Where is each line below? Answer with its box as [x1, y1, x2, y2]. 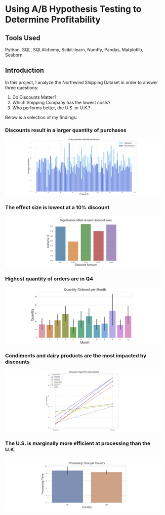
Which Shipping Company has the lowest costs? [12, 99, 111, 105]
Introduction [5, 66, 44, 75]
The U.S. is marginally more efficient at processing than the [5, 440, 151, 447]
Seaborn [5, 52, 23, 58]
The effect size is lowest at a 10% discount [5, 204, 110, 211]
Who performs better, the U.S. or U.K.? [12, 105, 90, 111]
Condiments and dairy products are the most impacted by [5, 352, 147, 359]
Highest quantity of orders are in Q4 [5, 275, 93, 282]
